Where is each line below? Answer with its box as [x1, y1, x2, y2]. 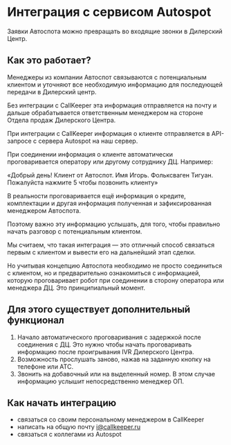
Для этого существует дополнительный [7, 304, 191, 315]
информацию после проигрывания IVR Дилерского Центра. [17, 347, 194, 356]
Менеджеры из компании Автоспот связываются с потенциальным [7, 73, 207, 81]
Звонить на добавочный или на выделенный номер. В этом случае [17, 369, 216, 378]
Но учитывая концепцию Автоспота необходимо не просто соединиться [7, 261, 223, 270]
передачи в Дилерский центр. [7, 87, 97, 96]
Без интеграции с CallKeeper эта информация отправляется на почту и [7, 101, 217, 110]
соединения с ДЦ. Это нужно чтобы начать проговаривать [17, 340, 192, 349]
